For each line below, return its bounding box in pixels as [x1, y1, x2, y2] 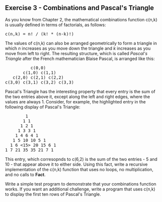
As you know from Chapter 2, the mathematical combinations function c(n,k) [5, 16, 158, 22]
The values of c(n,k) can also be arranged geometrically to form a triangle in [5, 40, 157, 46]
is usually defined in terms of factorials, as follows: [5, 22, 106, 28]
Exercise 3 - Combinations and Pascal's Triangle [5, 4, 154, 12]
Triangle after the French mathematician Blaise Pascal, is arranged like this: [5, 56, 155, 61]
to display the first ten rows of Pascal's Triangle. [5, 191, 102, 197]
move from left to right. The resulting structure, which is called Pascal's [5, 50, 147, 56]
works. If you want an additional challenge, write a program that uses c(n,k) [5, 186, 156, 192]
